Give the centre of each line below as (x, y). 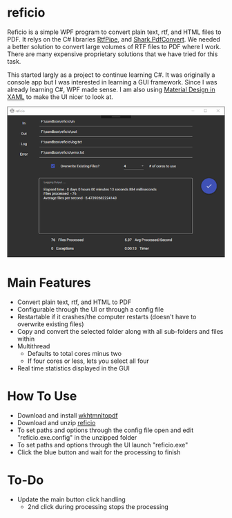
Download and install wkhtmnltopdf (68, 415)
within (26, 339)
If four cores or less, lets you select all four (88, 361)
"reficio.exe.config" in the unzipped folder (77, 437)
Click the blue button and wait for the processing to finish (99, 452)
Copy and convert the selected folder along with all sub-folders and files (120, 332)
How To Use (42, 396)
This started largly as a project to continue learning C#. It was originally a (111, 75)
